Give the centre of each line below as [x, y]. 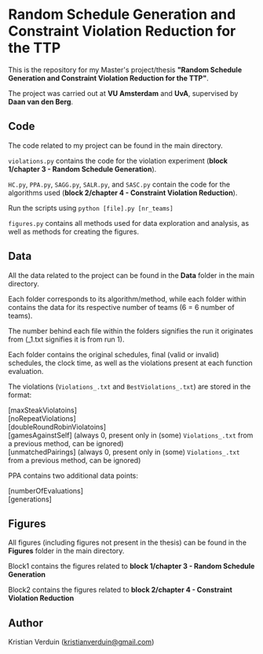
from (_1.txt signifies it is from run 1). [66, 339]
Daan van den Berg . [40, 102]
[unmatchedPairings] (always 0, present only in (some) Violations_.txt [124, 452]
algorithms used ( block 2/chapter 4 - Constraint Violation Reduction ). [123, 192]
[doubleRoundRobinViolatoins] [57, 427]
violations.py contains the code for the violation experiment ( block [118, 161]
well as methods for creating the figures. [74, 231]
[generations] [30, 499]
